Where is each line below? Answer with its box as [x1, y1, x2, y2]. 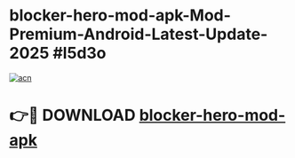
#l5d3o [52, 43, 107, 63]
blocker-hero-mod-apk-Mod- [9, 5, 231, 26]
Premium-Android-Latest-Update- [9, 24, 268, 44]
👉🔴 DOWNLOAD [9, 106, 136, 125]
